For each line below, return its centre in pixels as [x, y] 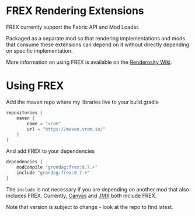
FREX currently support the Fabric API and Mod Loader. [73, 27]
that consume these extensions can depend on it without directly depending [98, 44]
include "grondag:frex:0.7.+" [53, 173]
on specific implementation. [39, 50]
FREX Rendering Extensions [75, 11]
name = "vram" [44, 124]
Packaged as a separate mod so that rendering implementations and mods [96, 38]
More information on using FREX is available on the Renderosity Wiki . [89, 62]
